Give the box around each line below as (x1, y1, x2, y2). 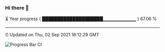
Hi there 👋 (5, 4, 29, 11)
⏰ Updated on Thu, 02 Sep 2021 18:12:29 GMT (5, 32, 100, 38)
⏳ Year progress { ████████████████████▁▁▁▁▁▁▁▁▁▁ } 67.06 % (5, 16, 157, 22)
